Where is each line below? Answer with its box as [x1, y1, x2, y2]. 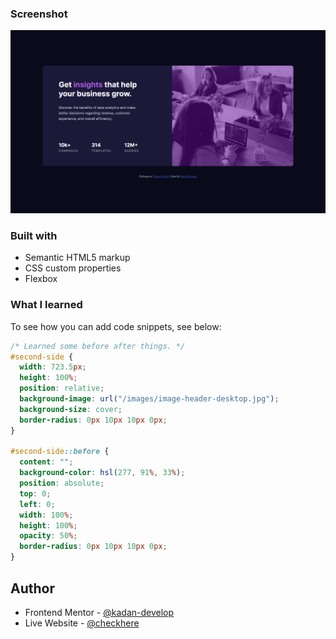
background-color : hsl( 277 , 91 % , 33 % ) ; [19, 468, 186, 478]
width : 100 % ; [19, 510, 74, 520]
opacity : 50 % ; [19, 531, 78, 541]
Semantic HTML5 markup [24, 252, 131, 264]
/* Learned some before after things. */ [10, 341, 186, 351]
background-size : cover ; [19, 404, 123, 414]
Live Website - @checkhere [24, 617, 140, 629]
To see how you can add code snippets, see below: [10, 320, 222, 332]
